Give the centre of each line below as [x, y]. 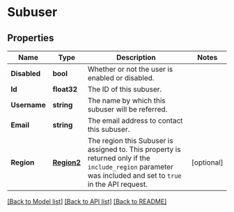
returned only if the [119, 158]
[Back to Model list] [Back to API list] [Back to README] [87, 202]
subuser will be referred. [127, 109]
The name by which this [126, 100]
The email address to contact [135, 121]
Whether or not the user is [130, 69]
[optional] [207, 162]
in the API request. [118, 184]
